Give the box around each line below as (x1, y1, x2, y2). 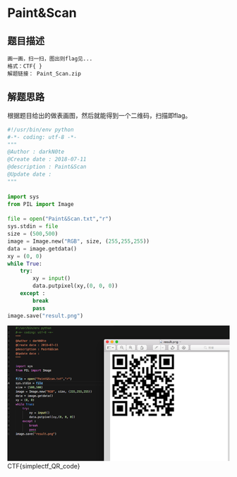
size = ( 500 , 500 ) (7, 231, 59, 238)
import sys (7, 193, 39, 200)
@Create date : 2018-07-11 (7, 156, 87, 163)
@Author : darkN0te (7, 148, 65, 156)
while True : (7, 260, 42, 267)
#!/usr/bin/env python (7, 126, 74, 133)
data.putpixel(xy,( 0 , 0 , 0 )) (32, 282, 119, 290)
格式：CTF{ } (7, 63, 42, 70)
